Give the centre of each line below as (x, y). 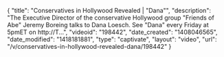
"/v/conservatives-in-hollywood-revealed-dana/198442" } (89, 46)
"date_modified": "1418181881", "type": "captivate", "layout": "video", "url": (112, 39)
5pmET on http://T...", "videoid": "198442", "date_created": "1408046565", (112, 32)
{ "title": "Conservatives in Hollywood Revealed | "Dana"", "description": (109, 11)
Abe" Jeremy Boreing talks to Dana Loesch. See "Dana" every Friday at (108, 25)
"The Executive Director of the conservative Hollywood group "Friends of (111, 18)
